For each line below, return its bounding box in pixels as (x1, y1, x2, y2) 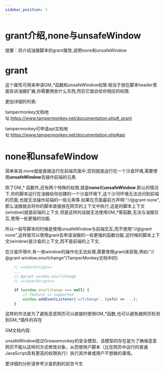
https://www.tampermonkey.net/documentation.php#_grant (10, 115, 132, 121)
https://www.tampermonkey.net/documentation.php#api (10, 132, 125, 138)
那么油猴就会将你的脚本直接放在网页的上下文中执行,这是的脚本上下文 (5, 203, 145, 209)
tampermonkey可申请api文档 (5, 125, 64, 131)
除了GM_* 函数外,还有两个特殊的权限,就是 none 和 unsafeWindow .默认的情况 (5, 185, 159, 190)
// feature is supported (23, 292, 74, 297)
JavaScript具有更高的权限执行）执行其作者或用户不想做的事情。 (5, 350, 135, 356)
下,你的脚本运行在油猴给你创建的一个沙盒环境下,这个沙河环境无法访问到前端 (5, 191, 160, 197)
